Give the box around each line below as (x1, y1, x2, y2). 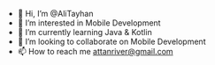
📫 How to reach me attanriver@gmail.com (17, 47, 174, 56)
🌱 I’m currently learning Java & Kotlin (17, 27, 152, 37)
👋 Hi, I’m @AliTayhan (17, 9, 94, 18)
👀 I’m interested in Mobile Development (17, 18, 161, 28)
